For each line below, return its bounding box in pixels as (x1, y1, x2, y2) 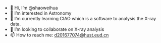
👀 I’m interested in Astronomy (10, 10, 72, 16)
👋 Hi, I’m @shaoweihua (10, 5, 58, 11)
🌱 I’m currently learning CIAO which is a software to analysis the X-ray (10, 16, 156, 21)
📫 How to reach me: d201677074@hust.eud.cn (10, 32, 109, 38)
